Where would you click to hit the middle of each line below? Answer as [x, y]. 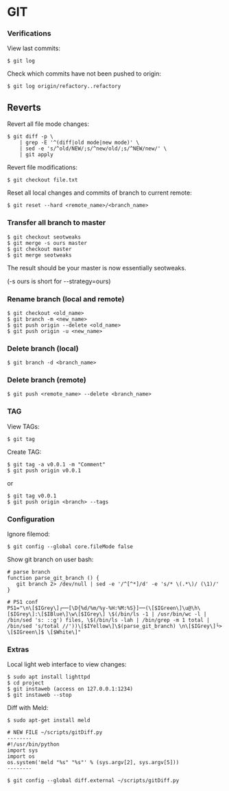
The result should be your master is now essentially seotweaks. [97, 268]
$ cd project [26, 683]
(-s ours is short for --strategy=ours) [59, 281]
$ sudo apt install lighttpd [49, 677]
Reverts [24, 107]
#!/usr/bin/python [33, 745]
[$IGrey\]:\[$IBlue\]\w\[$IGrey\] [57, 614]
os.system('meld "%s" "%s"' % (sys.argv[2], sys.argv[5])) [93, 763]
